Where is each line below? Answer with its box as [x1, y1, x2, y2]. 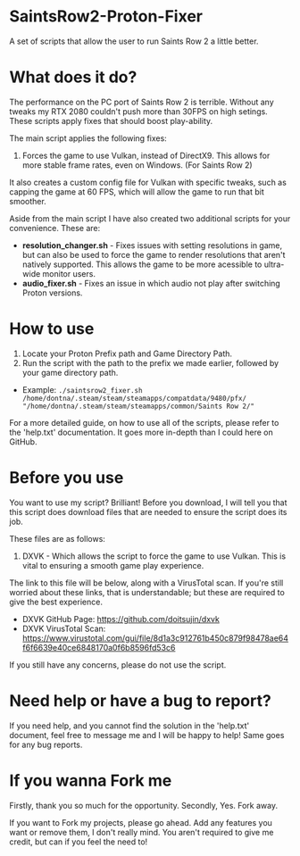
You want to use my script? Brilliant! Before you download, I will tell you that [9, 497, 287, 508]
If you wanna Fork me [9, 770, 172, 791]
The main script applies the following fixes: [9, 132, 167, 144]
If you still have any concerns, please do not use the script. [9, 659, 227, 670]
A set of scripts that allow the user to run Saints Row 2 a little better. [9, 36, 259, 46]
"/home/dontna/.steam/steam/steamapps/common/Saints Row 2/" [21, 402, 255, 411]
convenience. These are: [9, 222, 101, 233]
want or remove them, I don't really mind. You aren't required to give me [9, 827, 274, 837]
